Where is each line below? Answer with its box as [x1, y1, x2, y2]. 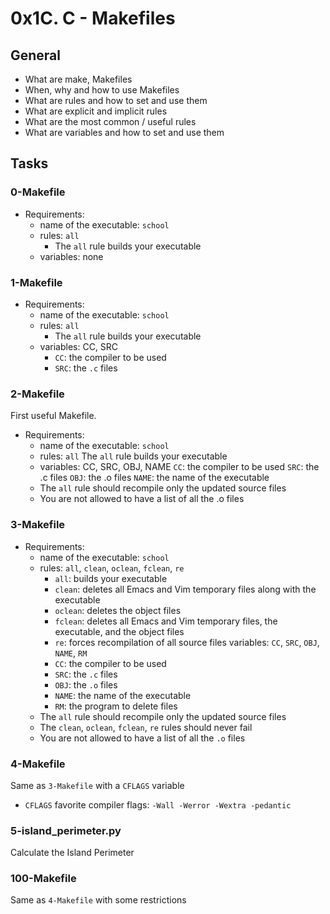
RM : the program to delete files [54, 700, 178, 712]
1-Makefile [10, 275, 63, 289]
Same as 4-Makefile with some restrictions [10, 894, 187, 906]
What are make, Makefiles [24, 73, 133, 85]
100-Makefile [10, 872, 77, 886]
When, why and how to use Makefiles [24, 84, 180, 96]
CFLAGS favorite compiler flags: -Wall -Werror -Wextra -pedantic [24, 798, 292, 811]
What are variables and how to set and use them [24, 127, 225, 138]
